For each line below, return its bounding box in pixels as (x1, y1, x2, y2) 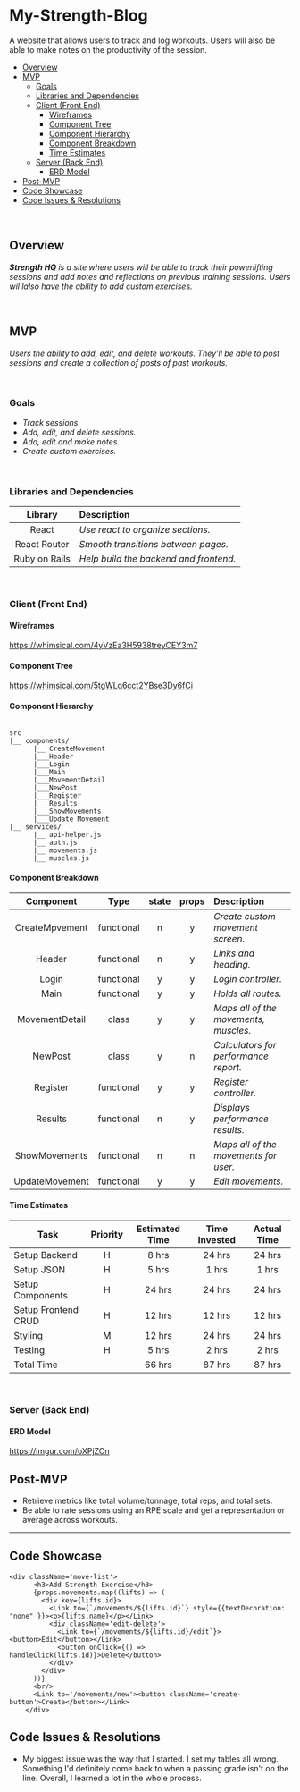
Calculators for (213, 1038, 277, 1051)
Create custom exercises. (21, 445, 117, 456)
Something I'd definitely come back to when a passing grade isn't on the (21, 1762, 289, 1773)
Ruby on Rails (13, 553, 71, 565)
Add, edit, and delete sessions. (21, 427, 137, 437)
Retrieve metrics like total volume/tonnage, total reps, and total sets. (21, 1495, 273, 1507)
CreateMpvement (14, 921, 88, 934)
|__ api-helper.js (32, 830, 102, 839)
